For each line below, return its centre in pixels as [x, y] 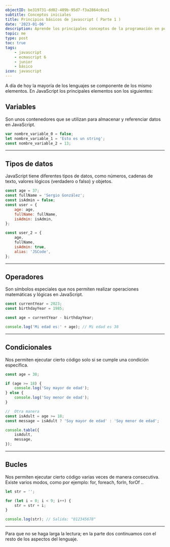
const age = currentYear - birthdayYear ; [50, 318]
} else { [14, 393]
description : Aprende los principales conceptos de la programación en [82, 29]
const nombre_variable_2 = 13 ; [38, 143]
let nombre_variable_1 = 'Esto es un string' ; [55, 138]
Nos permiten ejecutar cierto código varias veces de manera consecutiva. [82, 477]
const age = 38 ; [22, 374]
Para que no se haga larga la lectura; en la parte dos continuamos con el [81, 534]
